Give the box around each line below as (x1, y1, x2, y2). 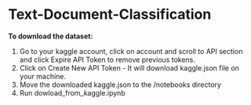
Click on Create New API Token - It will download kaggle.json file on (19, 63, 239, 72)
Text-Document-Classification (8, 5, 212, 24)
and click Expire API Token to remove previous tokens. (19, 55, 196, 64)
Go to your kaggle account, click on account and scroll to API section (19, 46, 243, 56)
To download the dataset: (8, 31, 93, 41)
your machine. (19, 71, 67, 81)
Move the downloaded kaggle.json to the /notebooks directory (19, 80, 222, 89)
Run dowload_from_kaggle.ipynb (19, 88, 125, 97)
